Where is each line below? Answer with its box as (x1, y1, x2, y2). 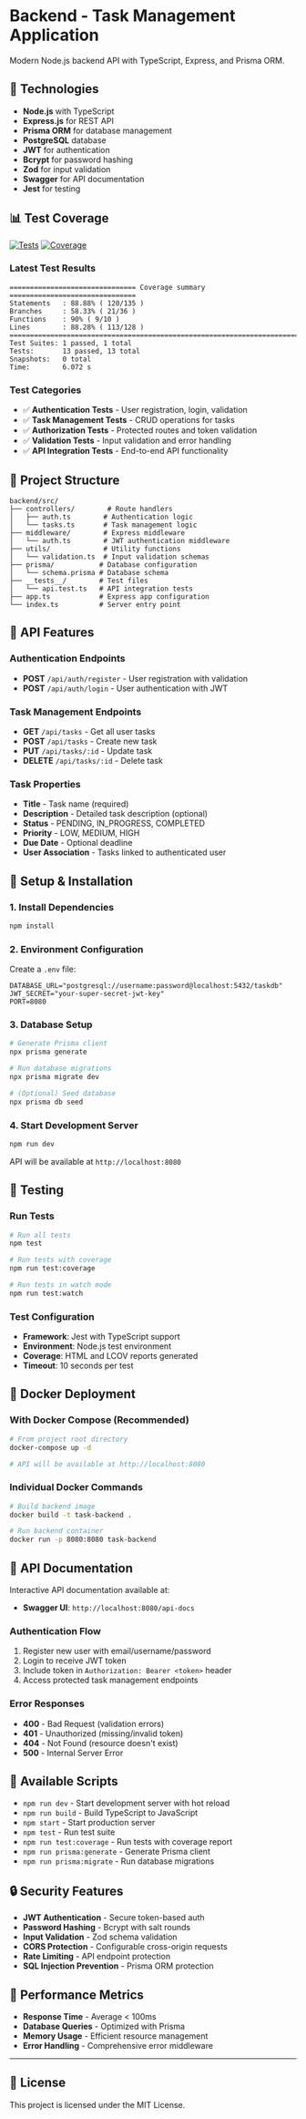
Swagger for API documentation (22, 173, 145, 184)
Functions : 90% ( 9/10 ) (9, 314, 120, 324)
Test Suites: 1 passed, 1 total (9, 338, 132, 347)
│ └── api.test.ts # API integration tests (9, 584, 194, 593)
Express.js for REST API (22, 115, 114, 126)
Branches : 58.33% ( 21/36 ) (9, 306, 137, 315)
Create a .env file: (9, 963, 76, 975)
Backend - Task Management (9, 5, 236, 26)
